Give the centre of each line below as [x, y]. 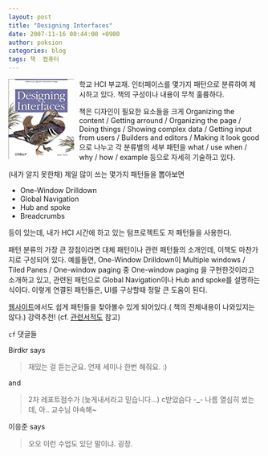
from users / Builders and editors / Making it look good [169, 138]
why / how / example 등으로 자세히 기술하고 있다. [157, 157]
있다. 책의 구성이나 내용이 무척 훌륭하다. [162, 94]
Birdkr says [27, 350]
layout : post [30, 17]
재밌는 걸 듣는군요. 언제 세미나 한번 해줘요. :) [97, 367]
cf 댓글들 [23, 334]
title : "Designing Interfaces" [61, 25]
